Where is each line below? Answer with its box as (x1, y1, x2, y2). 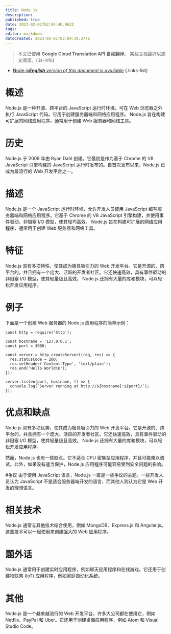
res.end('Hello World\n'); (10, 365, 67, 371)
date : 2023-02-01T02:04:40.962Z (5, 21, 74, 27)
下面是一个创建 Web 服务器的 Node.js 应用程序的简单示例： (5, 319, 130, 325)
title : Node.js (5, 7, 38, 13)
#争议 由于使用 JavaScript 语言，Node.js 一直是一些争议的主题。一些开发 (5, 472, 159, 478)
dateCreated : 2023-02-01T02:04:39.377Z (5, 36, 90, 41)
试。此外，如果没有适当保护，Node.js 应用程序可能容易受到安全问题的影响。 (5, 461, 166, 467)
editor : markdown (5, 31, 42, 36)
